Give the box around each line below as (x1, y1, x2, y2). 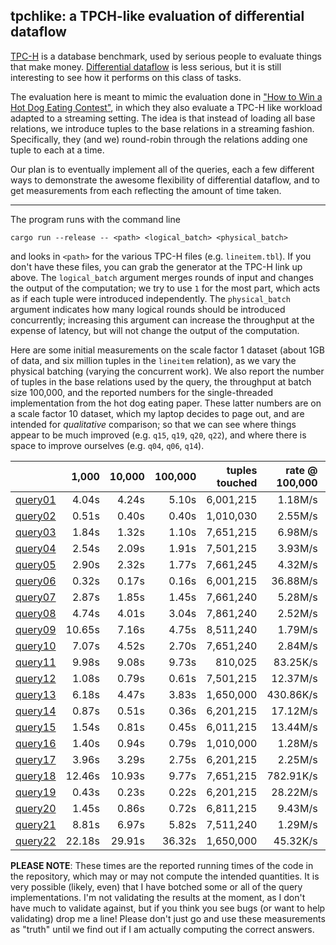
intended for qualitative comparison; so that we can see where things (10, 418, 297, 430)
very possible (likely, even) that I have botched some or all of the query (10, 880, 303, 893)
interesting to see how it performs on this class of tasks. (10, 71, 242, 83)
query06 (15, 574, 57, 588)
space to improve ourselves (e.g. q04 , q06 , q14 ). (10, 439, 205, 451)
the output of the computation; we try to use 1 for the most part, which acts (10, 282, 321, 294)
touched (216, 475, 258, 489)
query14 (15, 704, 57, 718)
